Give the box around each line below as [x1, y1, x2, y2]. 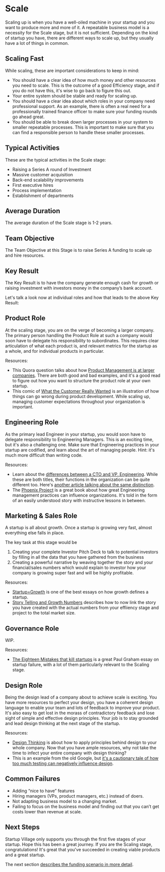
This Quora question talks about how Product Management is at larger [12, 367, 155, 373]
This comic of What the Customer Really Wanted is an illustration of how [12, 388, 159, 394]
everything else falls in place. [5, 530, 65, 536]
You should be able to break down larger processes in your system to [12, 119, 154, 125]
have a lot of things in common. [5, 40, 69, 46]
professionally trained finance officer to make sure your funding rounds [12, 108, 158, 114]
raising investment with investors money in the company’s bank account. [5, 285, 153, 291]
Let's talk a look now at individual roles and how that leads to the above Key [5, 295, 159, 301]
